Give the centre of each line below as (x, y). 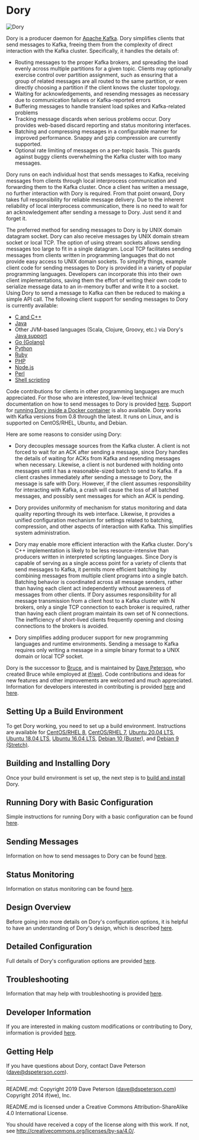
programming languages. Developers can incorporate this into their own (94, 274)
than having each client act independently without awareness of (93, 588)
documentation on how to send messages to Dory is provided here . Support (99, 404)
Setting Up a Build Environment (65, 712)
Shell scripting (32, 380)
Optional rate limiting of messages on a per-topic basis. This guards (97, 150)
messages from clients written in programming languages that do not (90, 255)
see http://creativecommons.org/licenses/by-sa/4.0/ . (70, 1131)
